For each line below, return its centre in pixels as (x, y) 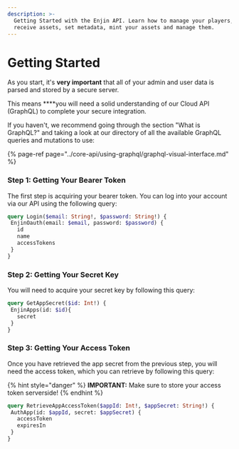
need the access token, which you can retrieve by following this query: (111, 371)
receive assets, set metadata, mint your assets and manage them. (114, 27)
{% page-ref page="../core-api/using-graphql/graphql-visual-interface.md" (118, 154)
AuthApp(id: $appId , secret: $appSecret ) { (76, 412)
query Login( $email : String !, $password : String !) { (87, 216)
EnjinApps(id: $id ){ (41, 310)
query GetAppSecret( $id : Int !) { (57, 303)
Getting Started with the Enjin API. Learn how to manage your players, (124, 21)
